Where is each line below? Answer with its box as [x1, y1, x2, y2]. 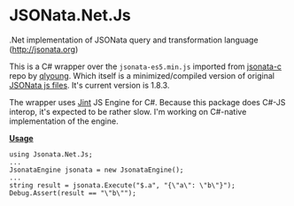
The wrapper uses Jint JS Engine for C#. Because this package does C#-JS [9, 96, 286, 107]
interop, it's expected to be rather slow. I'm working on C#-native [9, 106, 247, 117]
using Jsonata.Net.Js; [9, 149, 93, 159]
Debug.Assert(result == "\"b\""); [9, 188, 137, 197]
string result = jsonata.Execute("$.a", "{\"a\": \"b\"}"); [9, 180, 236, 190]
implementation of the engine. [9, 116, 119, 126]
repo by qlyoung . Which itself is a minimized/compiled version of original [9, 70, 275, 80]
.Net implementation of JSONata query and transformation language [9, 34, 259, 45]
